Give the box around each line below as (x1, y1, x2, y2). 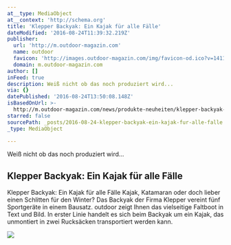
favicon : (13, 55, 38, 62)
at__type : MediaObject (7, 10, 72, 17)
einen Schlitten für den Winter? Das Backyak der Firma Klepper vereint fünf (7, 195, 221, 204)
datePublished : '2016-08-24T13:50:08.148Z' (7, 94, 134, 100)
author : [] (7, 67, 38, 74)
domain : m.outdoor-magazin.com (13, 61, 103, 68)
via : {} (7, 87, 30, 94)
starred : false (7, 112, 51, 119)
